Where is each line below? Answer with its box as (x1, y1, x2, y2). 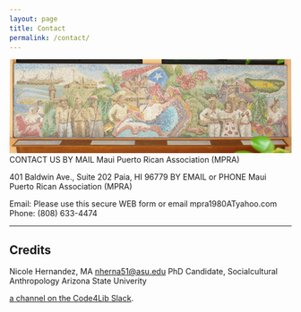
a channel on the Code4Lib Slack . (9, 293, 134, 304)
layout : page (9, 14, 58, 23)
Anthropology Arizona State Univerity (9, 275, 148, 286)
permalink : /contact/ (9, 33, 90, 42)
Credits (9, 242, 52, 257)
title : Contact (9, 23, 66, 33)
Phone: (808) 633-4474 (9, 208, 98, 219)
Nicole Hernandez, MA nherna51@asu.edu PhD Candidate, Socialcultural (9, 266, 279, 277)
